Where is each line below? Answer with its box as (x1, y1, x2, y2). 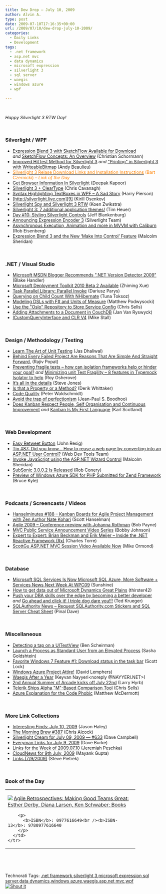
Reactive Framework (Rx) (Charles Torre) (12, 537, 97, 543)
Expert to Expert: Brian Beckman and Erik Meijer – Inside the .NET (12, 532, 148, 538)
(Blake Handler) (12, 277, 45, 283)
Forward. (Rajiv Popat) (12, 359, 59, 365)
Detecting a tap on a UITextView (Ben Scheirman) (12, 642, 115, 648)
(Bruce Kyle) (12, 477, 38, 483)
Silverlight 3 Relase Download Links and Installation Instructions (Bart (12, 169, 155, 175)
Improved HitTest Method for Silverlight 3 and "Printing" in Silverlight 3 (12, 158, 158, 164)
